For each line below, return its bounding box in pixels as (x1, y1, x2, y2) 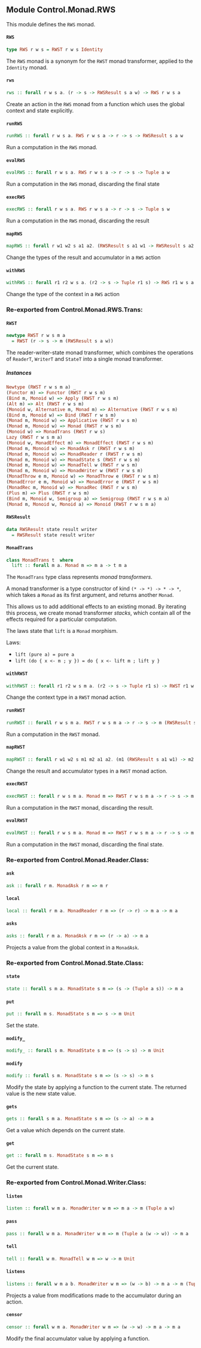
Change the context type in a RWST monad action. (6, 693, 127, 701)
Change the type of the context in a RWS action (6, 291, 120, 298)
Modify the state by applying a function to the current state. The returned (6, 1084, 187, 1091)
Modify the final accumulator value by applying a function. (6, 1335, 150, 1342)
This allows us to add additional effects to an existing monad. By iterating (6, 603, 187, 610)
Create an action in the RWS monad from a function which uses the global (6, 100, 185, 107)
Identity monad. (6, 64, 48, 71)
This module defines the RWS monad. (6, 20, 96, 28)
